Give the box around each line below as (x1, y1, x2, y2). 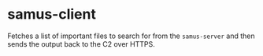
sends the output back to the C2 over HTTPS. (7, 39, 155, 48)
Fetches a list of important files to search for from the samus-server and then (7, 31, 255, 40)
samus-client (7, 5, 96, 23)
